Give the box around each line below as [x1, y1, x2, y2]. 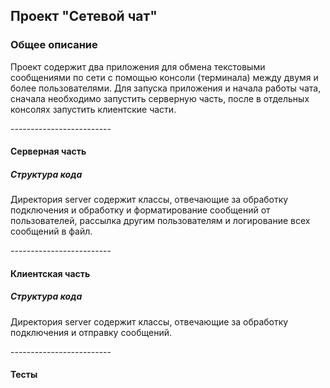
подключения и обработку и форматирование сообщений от [10, 204, 271, 216]
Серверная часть [10, 145, 87, 158]
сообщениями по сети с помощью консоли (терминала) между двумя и [10, 71, 319, 83]
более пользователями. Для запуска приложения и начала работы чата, [10, 82, 322, 94]
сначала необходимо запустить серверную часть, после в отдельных [10, 92, 310, 104]
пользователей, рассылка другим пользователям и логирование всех [10, 215, 311, 227]
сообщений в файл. [10, 225, 93, 238]
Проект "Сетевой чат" [10, 8, 158, 25]
